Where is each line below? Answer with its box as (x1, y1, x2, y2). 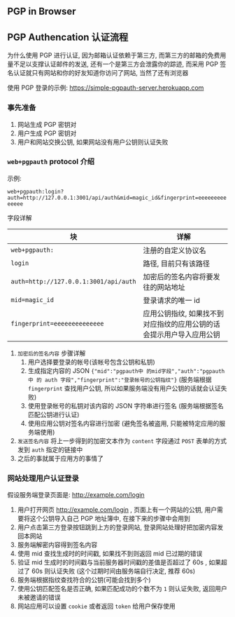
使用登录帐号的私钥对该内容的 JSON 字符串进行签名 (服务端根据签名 (27, 401, 224, 409)
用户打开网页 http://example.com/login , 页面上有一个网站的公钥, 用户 (17, 506, 218, 514)
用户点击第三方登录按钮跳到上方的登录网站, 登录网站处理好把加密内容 (17, 523, 218, 531)
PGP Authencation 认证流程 (7, 31, 129, 43)
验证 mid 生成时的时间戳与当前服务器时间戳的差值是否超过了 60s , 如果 (17, 558, 222, 567)
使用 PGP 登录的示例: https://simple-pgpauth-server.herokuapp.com (7, 83, 204, 92)
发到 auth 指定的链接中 (17, 445, 83, 454)
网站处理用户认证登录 (7, 473, 79, 483)
